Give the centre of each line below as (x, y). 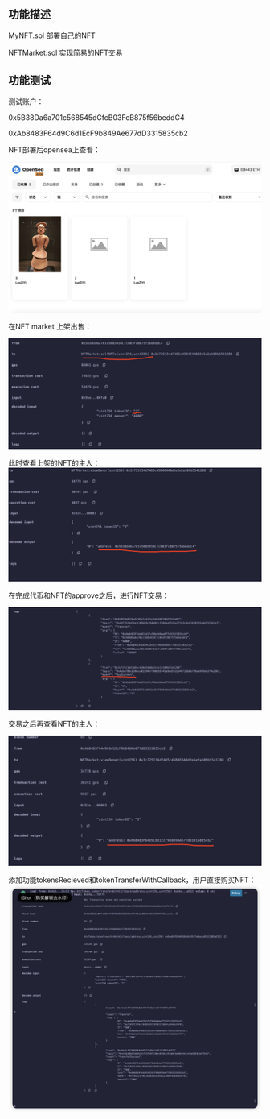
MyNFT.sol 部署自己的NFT (52, 35)
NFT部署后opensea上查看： (54, 149)
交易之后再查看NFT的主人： (54, 723)
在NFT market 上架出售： (50, 326)
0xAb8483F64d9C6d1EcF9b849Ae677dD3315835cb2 (98, 133)
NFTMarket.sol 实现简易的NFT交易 (65, 52)
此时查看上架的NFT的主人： (54, 463)
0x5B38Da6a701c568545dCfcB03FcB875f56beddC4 (96, 117)
